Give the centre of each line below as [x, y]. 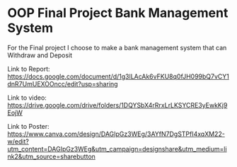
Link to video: [27, 98]
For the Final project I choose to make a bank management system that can [117, 47]
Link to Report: [29, 69]
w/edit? [18, 141]
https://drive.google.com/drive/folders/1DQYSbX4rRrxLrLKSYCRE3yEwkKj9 [117, 105]
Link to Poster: [28, 126]
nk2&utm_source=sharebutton [51, 156]
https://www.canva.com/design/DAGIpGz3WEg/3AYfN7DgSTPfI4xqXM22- [116, 134]
